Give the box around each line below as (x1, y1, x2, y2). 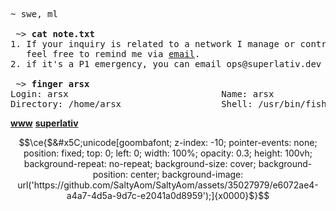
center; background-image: (130, 169, 244, 180)
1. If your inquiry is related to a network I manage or (10, 39, 296, 49)
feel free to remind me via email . (26, 49, 201, 59)
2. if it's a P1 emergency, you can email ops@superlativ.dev (10, 59, 322, 69)
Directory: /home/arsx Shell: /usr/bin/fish (10, 99, 327, 109)
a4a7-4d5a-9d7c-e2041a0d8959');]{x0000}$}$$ (66, 190, 270, 201)
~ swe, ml (10, 9, 58, 19)
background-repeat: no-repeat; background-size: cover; (23, 158, 257, 169)
